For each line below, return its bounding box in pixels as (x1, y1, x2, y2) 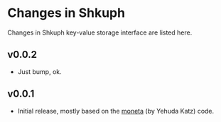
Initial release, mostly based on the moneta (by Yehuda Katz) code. (17, 106, 215, 115)
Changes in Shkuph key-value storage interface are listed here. (7, 28, 193, 37)
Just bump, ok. (17, 67, 62, 75)
